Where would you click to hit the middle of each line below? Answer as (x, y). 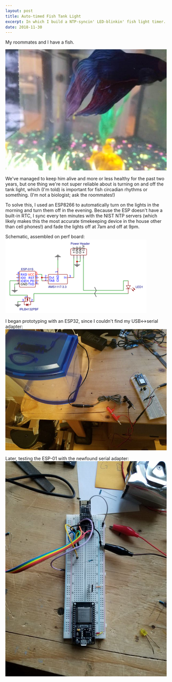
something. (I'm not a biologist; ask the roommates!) (60, 195)
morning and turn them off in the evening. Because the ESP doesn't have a (84, 211)
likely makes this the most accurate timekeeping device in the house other (83, 221)
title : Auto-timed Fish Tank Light (43, 16)
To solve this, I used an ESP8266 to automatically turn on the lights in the (82, 205)
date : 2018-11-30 (24, 27)
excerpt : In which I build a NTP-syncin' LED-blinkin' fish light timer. (86, 22)
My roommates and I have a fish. (40, 42)
